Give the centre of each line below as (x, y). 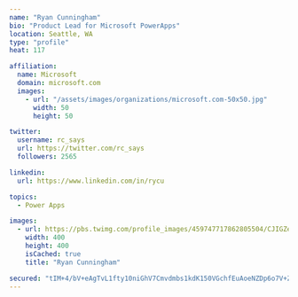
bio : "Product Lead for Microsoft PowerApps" (94, 26)
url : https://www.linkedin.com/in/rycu (91, 181)
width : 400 (45, 238)
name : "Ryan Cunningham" (55, 17)
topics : (24, 197)
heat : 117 (27, 51)
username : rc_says (51, 140)
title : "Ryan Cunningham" (73, 262)
